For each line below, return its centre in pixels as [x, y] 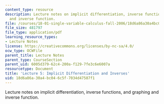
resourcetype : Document [29, 69]
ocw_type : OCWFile [24, 51]
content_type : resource [29, 10]
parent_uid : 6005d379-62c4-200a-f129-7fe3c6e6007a [58, 64]
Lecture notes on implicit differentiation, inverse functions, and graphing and [82, 92]
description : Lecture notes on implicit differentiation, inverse [74, 14]
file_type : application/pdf [34, 32]
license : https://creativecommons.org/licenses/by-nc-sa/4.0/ [70, 46]
